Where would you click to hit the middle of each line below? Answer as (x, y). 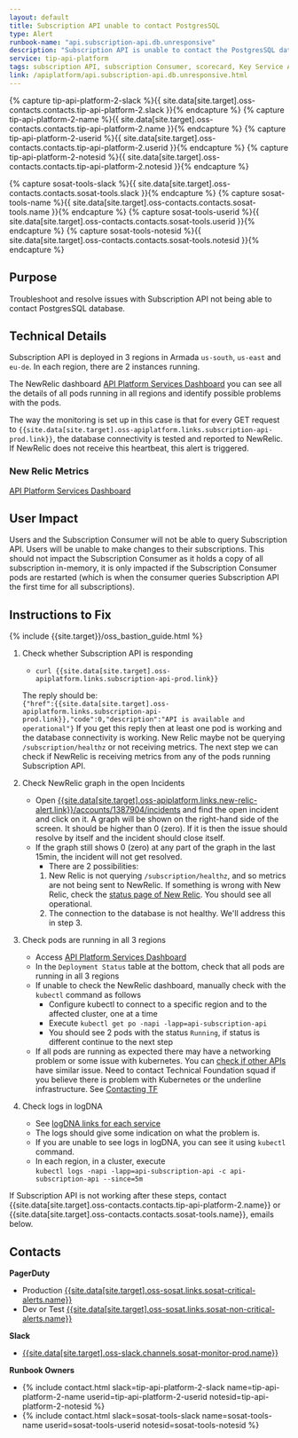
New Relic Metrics (49, 471)
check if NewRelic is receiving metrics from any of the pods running (146, 757)
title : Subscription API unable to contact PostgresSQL (114, 26)
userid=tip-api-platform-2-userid (148, 1397)
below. (21, 1224)
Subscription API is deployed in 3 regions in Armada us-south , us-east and (145, 358)
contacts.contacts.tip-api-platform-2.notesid (91, 166)
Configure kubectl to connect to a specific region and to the (158, 1004)
